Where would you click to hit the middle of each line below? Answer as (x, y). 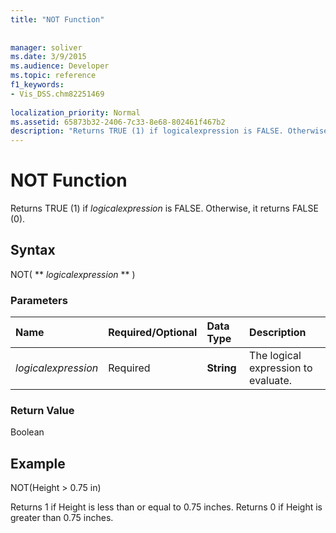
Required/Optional (153, 333)
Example (38, 463)
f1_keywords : (37, 85)
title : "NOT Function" (57, 19)
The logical (275, 356)
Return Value (42, 411)
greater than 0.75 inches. (62, 518)
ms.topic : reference (53, 76)
